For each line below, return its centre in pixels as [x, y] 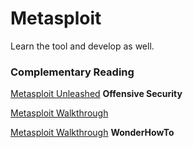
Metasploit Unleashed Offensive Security [96, 94]
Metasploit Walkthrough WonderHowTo [92, 133]
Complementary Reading [72, 72]
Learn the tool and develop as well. [82, 46]
